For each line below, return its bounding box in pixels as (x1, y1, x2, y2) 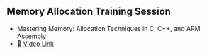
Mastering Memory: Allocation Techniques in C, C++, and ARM (16, 24, 201, 32)
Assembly (16, 32, 47, 40)
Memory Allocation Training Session (6, 6, 172, 18)
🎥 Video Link (16, 39, 55, 48)
